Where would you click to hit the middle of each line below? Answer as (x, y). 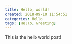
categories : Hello (24, 19)
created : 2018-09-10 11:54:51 (36, 14)
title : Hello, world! (27, 10)
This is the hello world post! (33, 37)
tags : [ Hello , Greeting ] (31, 23)
